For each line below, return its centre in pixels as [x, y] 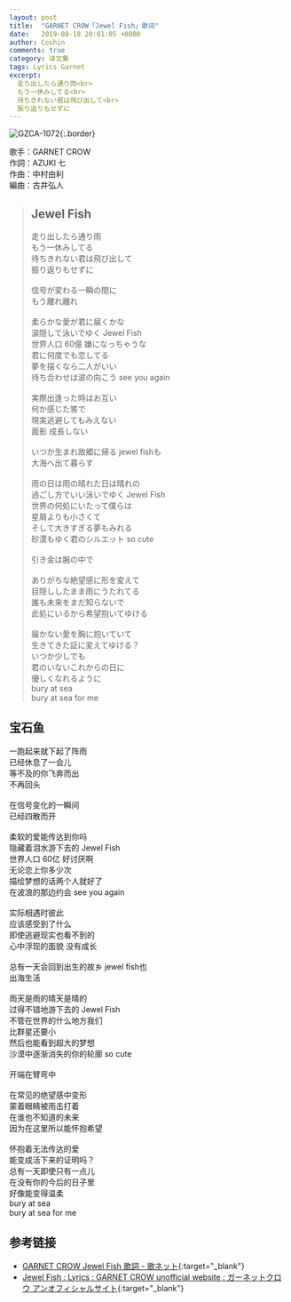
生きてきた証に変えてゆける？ [85, 645]
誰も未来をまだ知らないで [78, 603]
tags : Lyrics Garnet [47, 68]
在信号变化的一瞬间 [44, 804]
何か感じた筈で [58, 409]
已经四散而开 [32, 816]
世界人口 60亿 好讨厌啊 [51, 859]
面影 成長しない [59, 431]
